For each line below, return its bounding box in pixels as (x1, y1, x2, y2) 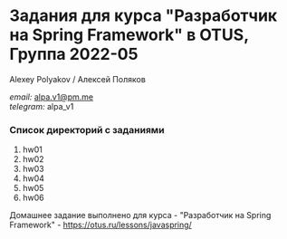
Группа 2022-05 (9, 44, 139, 64)
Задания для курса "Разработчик (9, 5, 278, 26)
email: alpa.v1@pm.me (9, 91, 93, 102)
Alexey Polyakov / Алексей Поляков (9, 73, 147, 84)
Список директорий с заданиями (9, 123, 165, 136)
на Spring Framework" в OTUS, (9, 24, 249, 45)
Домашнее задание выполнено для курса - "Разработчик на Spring (9, 210, 272, 221)
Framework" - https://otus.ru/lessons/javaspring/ (9, 219, 192, 231)
